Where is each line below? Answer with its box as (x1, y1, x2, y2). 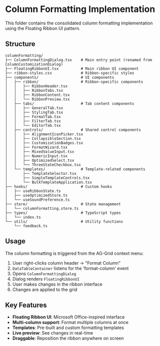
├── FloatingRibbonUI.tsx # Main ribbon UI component (5, 66, 139, 71)
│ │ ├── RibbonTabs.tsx (5, 88, 64, 93)
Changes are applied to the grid (12, 286, 78, 293)
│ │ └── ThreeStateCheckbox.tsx (5, 162, 81, 167)
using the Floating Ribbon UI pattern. (5, 25, 80, 31)
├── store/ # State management (5, 201, 121, 207)
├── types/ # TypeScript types (5, 210, 121, 215)
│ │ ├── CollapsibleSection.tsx (5, 136, 81, 141)
